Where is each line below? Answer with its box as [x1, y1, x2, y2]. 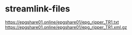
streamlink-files [5, 3, 70, 14]
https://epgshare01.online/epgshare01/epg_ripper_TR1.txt [5, 19, 119, 25]
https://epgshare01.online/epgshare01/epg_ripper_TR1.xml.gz [5, 24, 127, 30]
